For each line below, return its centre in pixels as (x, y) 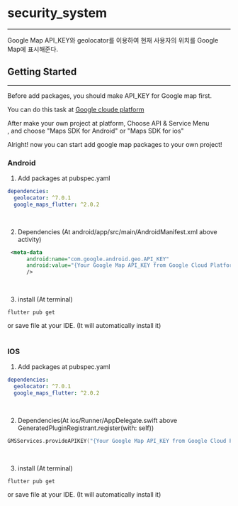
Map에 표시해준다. (33, 49)
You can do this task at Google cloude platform (76, 109)
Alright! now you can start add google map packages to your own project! (115, 144)
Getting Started (42, 72)
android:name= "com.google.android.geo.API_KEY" (98, 259)
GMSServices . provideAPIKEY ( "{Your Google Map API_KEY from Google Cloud (117, 441)
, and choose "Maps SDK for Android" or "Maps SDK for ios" (96, 131)
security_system (57, 13)
